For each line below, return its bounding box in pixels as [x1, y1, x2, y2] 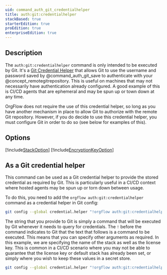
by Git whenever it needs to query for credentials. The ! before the [5, 224, 142, 230]
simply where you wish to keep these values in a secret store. [5, 256, 132, 262]
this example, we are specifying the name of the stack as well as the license [5, 240, 161, 246]
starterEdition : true [5, 21, 50, 26]
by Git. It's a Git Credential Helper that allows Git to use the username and [5, 67, 157, 73]
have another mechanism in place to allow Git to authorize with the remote [5, 108, 158, 114]
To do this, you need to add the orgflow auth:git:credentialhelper [5, 194, 144, 200]
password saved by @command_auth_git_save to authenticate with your [5, 73, 153, 79]
